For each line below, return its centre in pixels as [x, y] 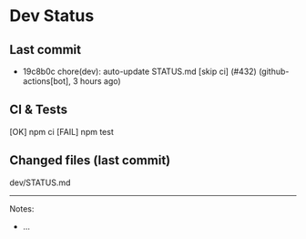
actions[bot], [46, 81]
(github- [274, 71]
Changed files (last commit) [90, 161]
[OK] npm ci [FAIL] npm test [61, 131]
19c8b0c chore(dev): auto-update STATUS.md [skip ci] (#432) [139, 71]
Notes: [22, 208]
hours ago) [100, 81]
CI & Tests [39, 110]
